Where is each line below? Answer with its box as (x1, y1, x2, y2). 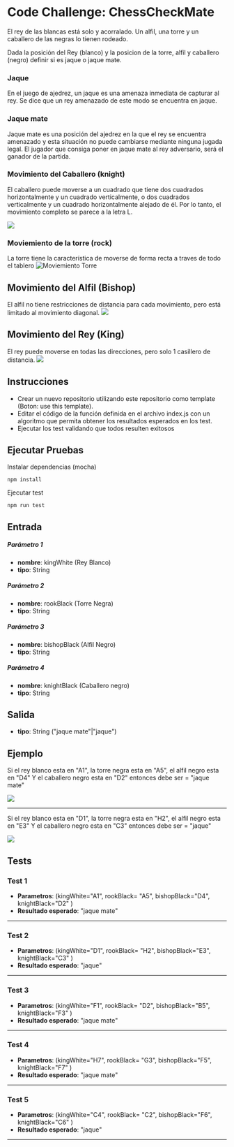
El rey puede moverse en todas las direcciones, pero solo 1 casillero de (7, 347, 211, 356)
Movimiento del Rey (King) (7, 329, 125, 341)
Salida (7, 709, 35, 721)
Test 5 (7, 1095, 29, 1104)
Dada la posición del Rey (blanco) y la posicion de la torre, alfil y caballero (7, 48, 219, 57)
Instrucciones (7, 376, 69, 388)
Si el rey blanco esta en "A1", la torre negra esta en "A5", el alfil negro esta (7, 766, 219, 775)
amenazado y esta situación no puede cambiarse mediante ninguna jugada (7, 137, 223, 145)
